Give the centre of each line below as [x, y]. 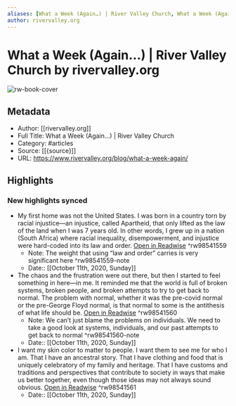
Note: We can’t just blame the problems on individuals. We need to [124, 320]
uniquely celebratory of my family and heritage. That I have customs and [123, 365]
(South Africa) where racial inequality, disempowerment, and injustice [118, 238]
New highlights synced [47, 200]
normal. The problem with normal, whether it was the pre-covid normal [120, 297]
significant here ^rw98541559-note [79, 260]
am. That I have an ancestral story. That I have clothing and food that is [120, 357]
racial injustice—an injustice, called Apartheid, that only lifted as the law [121, 223]
